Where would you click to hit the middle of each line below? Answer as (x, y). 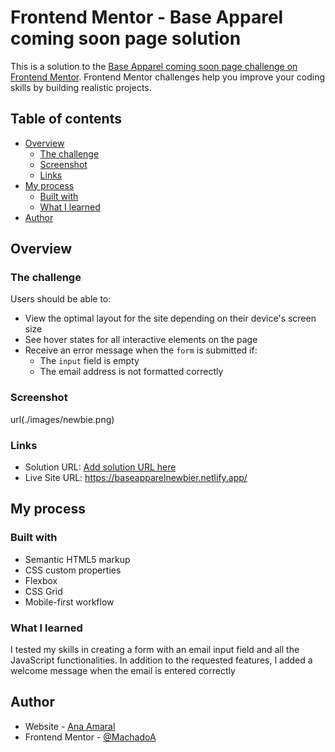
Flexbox (41, 580)
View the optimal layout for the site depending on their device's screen (170, 318)
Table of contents (66, 119)
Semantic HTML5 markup (77, 559)
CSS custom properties (73, 570)
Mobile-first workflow (69, 602)
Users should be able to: (61, 299)
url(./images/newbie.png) (62, 419)
